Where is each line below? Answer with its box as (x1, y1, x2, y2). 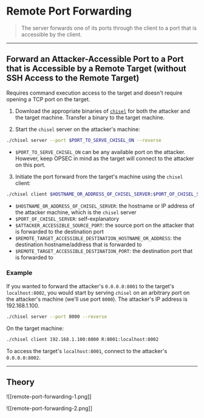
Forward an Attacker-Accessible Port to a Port (6, 54, 184, 64)
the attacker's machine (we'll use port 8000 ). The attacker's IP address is (6, 295, 188, 303)
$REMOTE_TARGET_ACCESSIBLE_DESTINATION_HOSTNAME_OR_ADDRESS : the (15, 234, 182, 241)
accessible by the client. (21, 30, 82, 38)
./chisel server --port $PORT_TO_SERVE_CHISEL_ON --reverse (6, 137, 162, 143)
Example (6, 269, 33, 277)
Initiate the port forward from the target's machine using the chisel (15, 173, 183, 180)
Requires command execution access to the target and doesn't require (6, 89, 183, 96)
